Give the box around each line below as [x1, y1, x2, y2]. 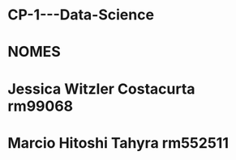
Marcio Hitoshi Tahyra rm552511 [7, 133, 229, 152]
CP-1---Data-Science [7, 6, 155, 24]
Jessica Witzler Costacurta [7, 79, 195, 98]
